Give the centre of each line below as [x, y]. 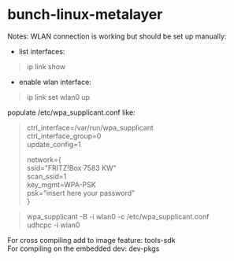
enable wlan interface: [55, 82]
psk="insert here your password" [81, 193]
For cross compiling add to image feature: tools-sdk [91, 240]
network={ [44, 160]
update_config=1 [54, 144]
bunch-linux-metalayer [85, 15]
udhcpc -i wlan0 [53, 225]
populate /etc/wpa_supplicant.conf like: [71, 112]
